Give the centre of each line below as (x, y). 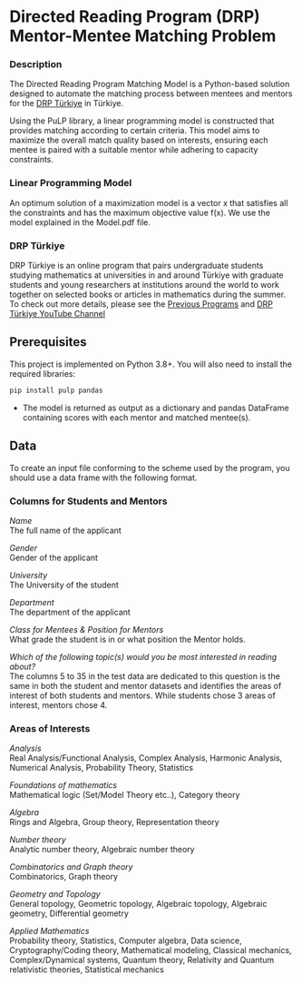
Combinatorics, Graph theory (64, 877)
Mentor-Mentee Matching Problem (143, 36)
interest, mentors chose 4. (58, 704)
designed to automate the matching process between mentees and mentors (151, 93)
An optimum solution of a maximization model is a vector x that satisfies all (149, 202)
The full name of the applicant (66, 530)
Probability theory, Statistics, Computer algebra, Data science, (126, 940)
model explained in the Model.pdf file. (80, 222)
